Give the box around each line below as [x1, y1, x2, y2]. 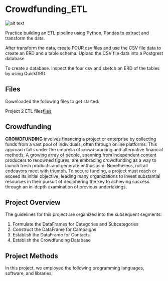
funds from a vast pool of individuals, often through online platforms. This [5, 141, 157, 147]
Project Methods [5, 251, 59, 260]
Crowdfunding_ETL [5, 4, 88, 15]
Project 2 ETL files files [5, 108, 52, 114]
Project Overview [5, 198, 61, 206]
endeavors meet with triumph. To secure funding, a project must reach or [5, 168, 157, 174]
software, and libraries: [5, 270, 53, 276]
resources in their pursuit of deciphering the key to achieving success [5, 178, 149, 184]
